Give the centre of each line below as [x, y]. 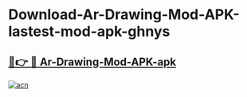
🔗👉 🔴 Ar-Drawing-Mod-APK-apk [92, 62]
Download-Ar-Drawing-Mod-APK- [124, 15]
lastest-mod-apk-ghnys [89, 31]
